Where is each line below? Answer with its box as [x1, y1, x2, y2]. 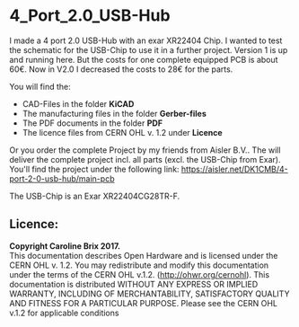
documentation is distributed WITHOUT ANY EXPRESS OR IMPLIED [9, 278, 259, 289]
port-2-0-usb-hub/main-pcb [9, 172, 115, 184]
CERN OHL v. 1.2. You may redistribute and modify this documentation [9, 260, 269, 270]
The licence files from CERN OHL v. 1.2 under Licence [22, 127, 223, 137]
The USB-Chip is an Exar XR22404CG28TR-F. [9, 190, 180, 201]
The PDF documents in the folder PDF [22, 118, 163, 128]
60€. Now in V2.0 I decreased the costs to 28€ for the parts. [9, 64, 233, 75]
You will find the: [9, 81, 72, 92]
